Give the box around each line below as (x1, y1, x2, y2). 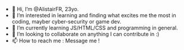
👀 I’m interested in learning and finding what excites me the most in (11, 12, 176, 19)
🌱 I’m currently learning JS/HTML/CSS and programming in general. (11, 24, 178, 31)
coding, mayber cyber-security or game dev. (11, 18, 122, 25)
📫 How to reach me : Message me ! (11, 37, 100, 44)
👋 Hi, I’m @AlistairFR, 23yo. (11, 6, 79, 12)
